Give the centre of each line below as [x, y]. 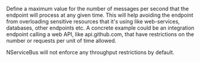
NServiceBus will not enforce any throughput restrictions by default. [90, 52]
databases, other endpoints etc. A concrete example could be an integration [100, 28]
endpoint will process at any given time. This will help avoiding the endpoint [100, 15]
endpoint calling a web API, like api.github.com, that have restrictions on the [100, 34]
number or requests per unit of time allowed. [61, 41]
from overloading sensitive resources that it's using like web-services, [93, 21]
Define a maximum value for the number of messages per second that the [98, 9]
